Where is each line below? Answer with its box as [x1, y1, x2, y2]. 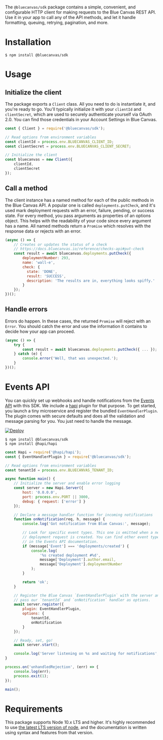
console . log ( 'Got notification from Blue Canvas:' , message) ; [22, 522, 151, 526]
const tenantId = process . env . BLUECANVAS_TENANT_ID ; [5, 468, 114, 472]
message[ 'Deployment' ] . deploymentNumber [39, 562, 123, 567]
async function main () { [5, 476, 55, 481]
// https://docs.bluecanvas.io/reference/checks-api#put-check [14, 247, 145, 252]
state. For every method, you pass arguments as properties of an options [5, 213, 151, 218]
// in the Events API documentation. [22, 539, 98, 544]
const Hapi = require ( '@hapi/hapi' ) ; [5, 450, 81, 454]
